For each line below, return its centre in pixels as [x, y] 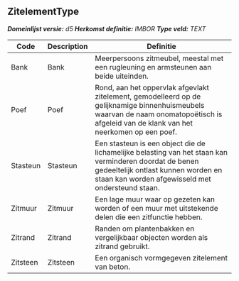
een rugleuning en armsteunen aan [153, 67]
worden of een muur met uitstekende [156, 208]
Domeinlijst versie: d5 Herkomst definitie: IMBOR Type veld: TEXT [107, 28]
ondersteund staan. [127, 187]
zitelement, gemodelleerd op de [148, 97]
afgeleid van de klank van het [144, 123]
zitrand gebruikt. [122, 246]
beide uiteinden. [122, 76]
